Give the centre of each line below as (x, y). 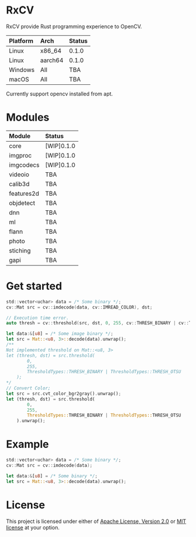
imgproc (20, 155)
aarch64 (52, 60)
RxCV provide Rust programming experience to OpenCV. (74, 26)
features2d (24, 193)
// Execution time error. (37, 318)
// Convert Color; (28, 388)
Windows (22, 70)
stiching (20, 251)
